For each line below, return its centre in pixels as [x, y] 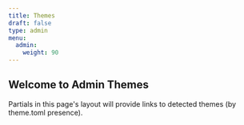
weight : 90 [41, 53]
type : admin [28, 30]
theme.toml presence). [46, 112]
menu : [17, 38]
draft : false [30, 23]
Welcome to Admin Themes [79, 85]
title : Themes [32, 16]
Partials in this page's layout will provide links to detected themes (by [122, 104]
